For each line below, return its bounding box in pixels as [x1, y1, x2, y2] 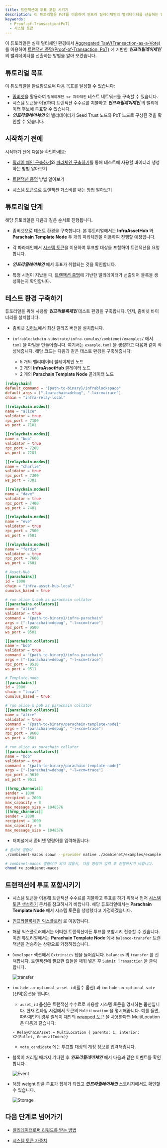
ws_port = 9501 [5, 629, 37, 634]
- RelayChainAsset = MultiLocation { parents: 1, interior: [12, 1030, 140, 1035]
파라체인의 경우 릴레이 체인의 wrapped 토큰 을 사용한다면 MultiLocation [19, 1014, 160, 1020]
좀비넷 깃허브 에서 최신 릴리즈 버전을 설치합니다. [12, 325, 104, 331]
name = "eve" [5, 519, 32, 524]
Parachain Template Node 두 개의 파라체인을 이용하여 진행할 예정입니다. [12, 234, 156, 240]
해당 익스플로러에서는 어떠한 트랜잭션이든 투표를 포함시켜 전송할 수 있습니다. [12, 929, 160, 935]
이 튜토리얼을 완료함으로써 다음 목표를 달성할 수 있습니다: [5, 83, 115, 89]
